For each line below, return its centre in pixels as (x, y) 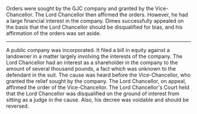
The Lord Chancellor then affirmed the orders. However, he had (112, 15)
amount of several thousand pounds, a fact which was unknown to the (91, 69)
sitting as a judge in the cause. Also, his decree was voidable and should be (98, 100)
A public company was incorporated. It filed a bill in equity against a (88, 50)
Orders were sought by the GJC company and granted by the (80, 8)
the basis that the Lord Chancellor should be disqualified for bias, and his (94, 27)
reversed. (18, 106)
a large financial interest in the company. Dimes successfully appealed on (95, 21)
